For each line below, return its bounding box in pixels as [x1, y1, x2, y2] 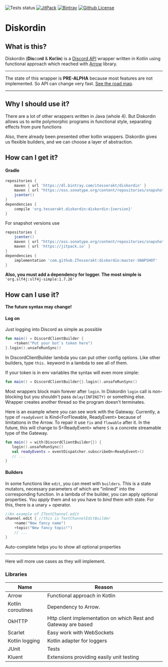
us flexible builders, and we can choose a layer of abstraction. [5, 138, 133, 145]
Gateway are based [47, 621, 93, 628]
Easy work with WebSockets [47, 629, 114, 636]
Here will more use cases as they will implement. [5, 558, 106, 564]
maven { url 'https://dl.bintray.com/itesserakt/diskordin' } [14, 183, 146, 188]
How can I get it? [5, 153, 58, 162]
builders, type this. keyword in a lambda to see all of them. [5, 360, 128, 366]
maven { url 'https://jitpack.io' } [14, 244, 91, 249]
